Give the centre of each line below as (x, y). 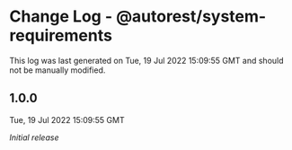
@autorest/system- (191, 17)
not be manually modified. (58, 70)
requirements (61, 35)
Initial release (34, 137)
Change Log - (61, 17)
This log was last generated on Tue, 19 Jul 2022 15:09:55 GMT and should (147, 60)
